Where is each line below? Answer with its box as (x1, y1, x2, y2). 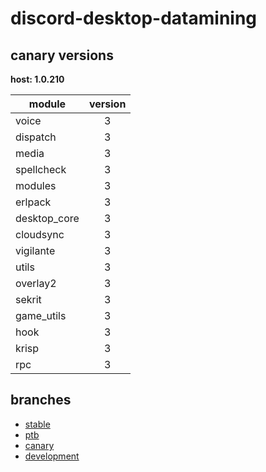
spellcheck (15, 163, 67, 176)
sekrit (15, 293, 42, 306)
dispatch (15, 130, 57, 144)
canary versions (10, 47, 114, 64)
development (24, 450, 80, 462)
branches (10, 392, 72, 409)
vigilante (15, 244, 56, 257)
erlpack (15, 195, 52, 209)
